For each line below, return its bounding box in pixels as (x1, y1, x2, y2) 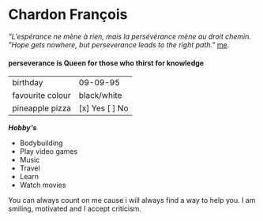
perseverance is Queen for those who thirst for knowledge (8, 58, 204, 68)
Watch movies (19, 180, 66, 190)
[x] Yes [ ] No (78, 103, 129, 114)
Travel (19, 163, 41, 173)
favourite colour (12, 90, 71, 101)
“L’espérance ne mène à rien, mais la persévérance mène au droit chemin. (8, 32, 251, 41)
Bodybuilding (19, 138, 63, 148)
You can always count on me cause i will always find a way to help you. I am (8, 196, 256, 205)
